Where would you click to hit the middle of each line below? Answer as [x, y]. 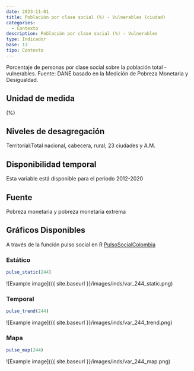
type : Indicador [26, 39]
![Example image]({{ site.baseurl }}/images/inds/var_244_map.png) [88, 362]
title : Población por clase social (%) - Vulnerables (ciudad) [86, 17]
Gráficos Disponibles [46, 230]
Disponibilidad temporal [51, 164]
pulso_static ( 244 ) [29, 272]
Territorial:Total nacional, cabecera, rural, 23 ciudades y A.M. [81, 145]
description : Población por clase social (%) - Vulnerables [82, 34]
